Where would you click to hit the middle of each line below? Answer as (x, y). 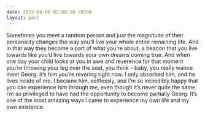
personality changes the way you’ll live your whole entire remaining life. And (103, 42)
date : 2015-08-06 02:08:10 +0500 (49, 12)
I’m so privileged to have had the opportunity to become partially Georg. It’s (102, 94)
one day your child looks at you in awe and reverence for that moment (95, 61)
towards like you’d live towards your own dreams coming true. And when (98, 54)
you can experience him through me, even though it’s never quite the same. (102, 87)
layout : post (23, 18)
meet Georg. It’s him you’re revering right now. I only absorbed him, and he (101, 74)
